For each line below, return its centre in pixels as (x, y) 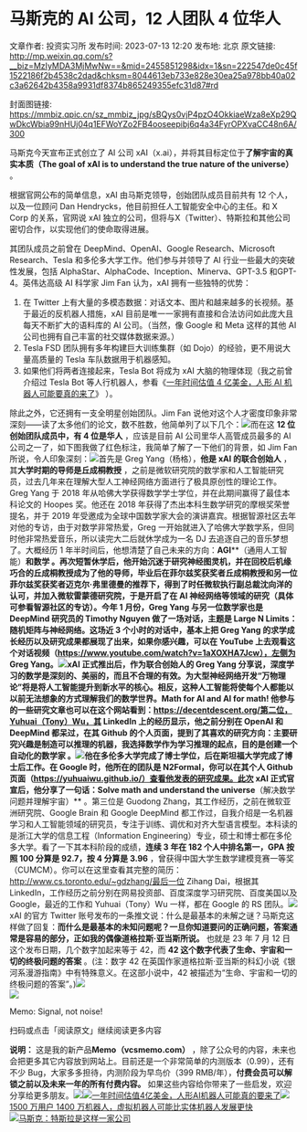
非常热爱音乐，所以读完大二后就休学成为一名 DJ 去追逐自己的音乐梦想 (157, 538)
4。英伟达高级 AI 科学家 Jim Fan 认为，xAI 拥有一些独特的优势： (130, 282)
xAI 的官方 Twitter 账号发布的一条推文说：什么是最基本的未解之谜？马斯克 (148, 915)
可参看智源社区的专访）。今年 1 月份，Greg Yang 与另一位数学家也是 (136, 607)
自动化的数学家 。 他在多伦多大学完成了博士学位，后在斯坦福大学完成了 (147, 756)
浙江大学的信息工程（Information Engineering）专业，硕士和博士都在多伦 (154, 835)
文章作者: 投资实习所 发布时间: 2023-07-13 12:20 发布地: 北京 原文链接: (143, 46)
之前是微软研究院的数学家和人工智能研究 (207, 470)
